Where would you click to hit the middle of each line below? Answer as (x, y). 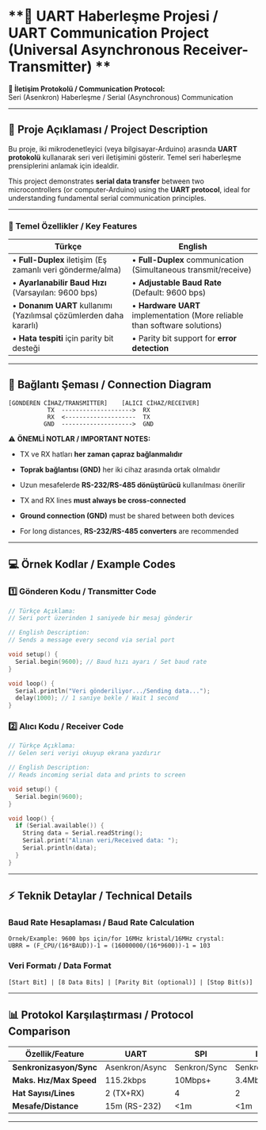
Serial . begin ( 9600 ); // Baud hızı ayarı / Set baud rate (111, 661)
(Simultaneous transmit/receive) (192, 270)
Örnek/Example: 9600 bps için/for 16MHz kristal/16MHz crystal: (116, 939)
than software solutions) (177, 326)
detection (150, 349)
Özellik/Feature (55, 1054)
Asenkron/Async (136, 1067)
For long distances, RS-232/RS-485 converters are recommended (129, 530)
